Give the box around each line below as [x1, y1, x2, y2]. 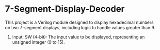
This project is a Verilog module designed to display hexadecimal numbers [5, 19, 154, 25]
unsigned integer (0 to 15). [12, 39, 65, 45]
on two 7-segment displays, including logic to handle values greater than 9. [5, 24, 156, 30]
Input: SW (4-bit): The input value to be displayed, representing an [12, 34, 145, 40]
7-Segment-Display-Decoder [5, 3, 125, 15]
